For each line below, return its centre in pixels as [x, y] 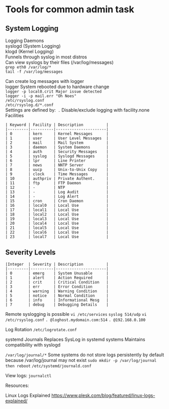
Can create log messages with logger [45, 81]
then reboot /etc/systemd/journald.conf [48, 366]
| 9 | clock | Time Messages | [57, 174]
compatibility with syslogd [33, 345]
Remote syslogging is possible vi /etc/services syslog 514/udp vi [76, 314]
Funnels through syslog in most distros [46, 57]
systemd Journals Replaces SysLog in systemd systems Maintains [75, 339]
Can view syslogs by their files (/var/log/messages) [59, 62]
